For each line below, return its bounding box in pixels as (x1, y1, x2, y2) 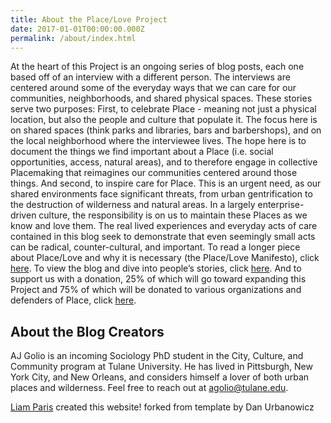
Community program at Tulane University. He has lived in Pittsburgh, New (10, 361, 313, 373)
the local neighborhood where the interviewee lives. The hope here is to (10, 135, 307, 147)
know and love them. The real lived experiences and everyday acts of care (10, 220, 318, 232)
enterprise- (257, 199, 305, 211)
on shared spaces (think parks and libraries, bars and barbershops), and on (10, 124, 322, 136)
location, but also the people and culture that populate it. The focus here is (10, 114, 318, 126)
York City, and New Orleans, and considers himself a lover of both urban (10, 371, 310, 383)
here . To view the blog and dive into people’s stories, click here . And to (10, 262, 302, 275)
